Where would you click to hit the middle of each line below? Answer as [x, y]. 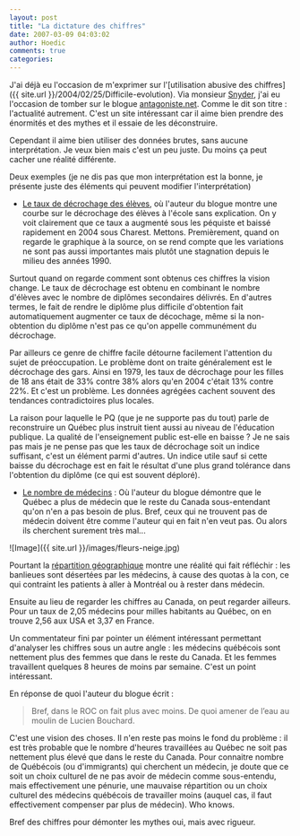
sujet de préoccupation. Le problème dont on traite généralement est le [141, 362]
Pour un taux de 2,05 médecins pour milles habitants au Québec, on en [140, 611]
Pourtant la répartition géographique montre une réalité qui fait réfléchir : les [150, 565]
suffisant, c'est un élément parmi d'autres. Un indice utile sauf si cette [138, 456]
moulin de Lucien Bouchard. [83, 720]
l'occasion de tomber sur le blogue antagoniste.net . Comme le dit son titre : [148, 104]
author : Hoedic [38, 43]
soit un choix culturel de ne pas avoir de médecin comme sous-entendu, [143, 776]
